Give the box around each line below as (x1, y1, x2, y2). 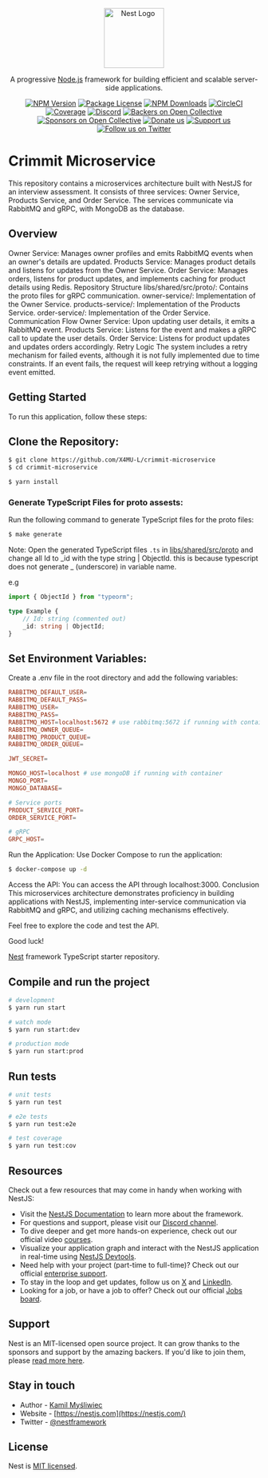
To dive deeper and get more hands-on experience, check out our (19, 1226, 238, 1236)
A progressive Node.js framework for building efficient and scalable (10, 74, 233, 84)
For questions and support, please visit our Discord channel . (19, 1218, 219, 1228)
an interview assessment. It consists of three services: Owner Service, (8, 186, 240, 196)
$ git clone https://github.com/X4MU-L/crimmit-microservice (8, 456, 216, 464)
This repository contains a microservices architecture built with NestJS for (8, 178, 253, 188)
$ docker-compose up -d (8, 865, 88, 873)
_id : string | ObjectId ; (22, 622, 105, 630)
